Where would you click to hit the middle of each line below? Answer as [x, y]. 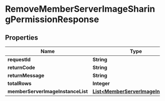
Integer [101, 83]
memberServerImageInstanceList [48, 91]
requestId [19, 60]
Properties [22, 38]
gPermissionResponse [52, 19]
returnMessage [26, 76]
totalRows [20, 83]
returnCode [21, 67]
